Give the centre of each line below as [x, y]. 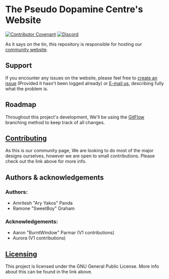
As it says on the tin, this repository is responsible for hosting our [74, 44]
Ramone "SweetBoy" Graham [44, 208]
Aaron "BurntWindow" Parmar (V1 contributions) [64, 233]
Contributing [26, 138]
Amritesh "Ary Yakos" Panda [43, 203]
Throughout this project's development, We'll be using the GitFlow [75, 117]
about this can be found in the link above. [49, 272]
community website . [27, 49]
